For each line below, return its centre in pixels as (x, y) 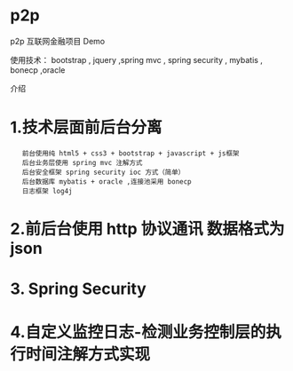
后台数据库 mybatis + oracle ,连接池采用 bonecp (107, 182)
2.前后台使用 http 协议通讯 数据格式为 (147, 229)
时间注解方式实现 (88, 355)
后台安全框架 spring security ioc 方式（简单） (103, 172)
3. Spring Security (79, 289)
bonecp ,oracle (38, 70)
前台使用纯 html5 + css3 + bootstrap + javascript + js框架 (131, 153)
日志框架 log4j (47, 191)
